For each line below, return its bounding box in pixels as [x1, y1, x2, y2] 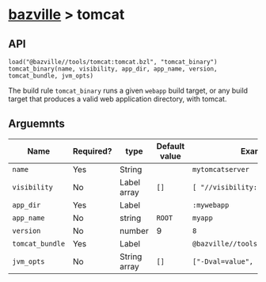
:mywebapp [192, 200, 230, 209]
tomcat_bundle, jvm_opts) [8, 72, 93, 80]
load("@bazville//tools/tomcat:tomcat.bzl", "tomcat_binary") [8, 58, 218, 66]
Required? [72, 145, 112, 156]
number [120, 225, 149, 236]
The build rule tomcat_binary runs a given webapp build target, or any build [8, 86, 248, 95]
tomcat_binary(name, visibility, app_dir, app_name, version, [8, 65, 218, 73]
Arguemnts [8, 117, 66, 131]
